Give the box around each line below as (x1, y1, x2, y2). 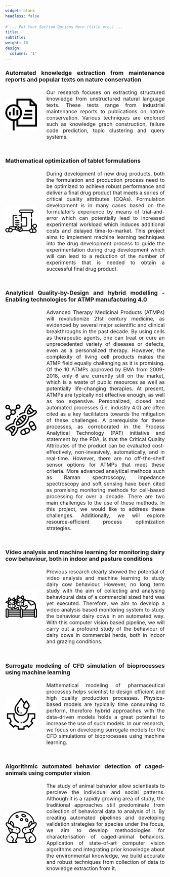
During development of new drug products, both (46, 170, 165, 177)
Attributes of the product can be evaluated (46, 442, 151, 449)
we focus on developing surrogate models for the (46, 726, 165, 733)
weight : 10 (5, 41, 28, 46)
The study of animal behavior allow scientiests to (46, 782, 165, 789)
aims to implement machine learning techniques (46, 234, 165, 241)
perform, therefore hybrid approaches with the (46, 707, 165, 714)
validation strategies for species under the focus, (46, 820, 165, 827)
